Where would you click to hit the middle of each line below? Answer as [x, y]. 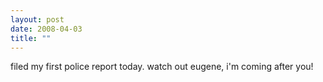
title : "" [31, 38]
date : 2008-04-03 [46, 29]
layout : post [37, 19]
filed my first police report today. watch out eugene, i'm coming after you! [162, 67]
